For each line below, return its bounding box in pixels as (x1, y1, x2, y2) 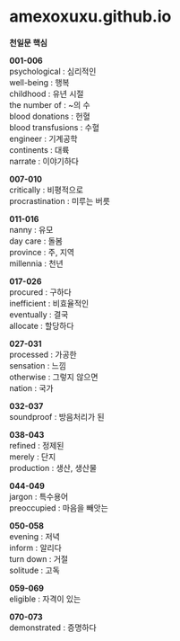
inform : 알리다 (9, 542, 63, 553)
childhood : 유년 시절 (9, 88, 84, 99)
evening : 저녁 (9, 530, 60, 541)
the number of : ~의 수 (9, 99, 91, 110)
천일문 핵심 (9, 37, 47, 48)
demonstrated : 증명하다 (9, 622, 97, 633)
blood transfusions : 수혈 (9, 121, 100, 132)
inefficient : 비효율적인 (9, 298, 90, 308)
